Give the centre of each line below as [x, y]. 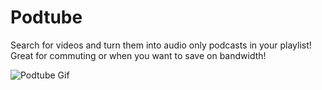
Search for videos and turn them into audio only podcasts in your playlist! [161, 45]
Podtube [46, 17]
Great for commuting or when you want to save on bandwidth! [138, 55]
